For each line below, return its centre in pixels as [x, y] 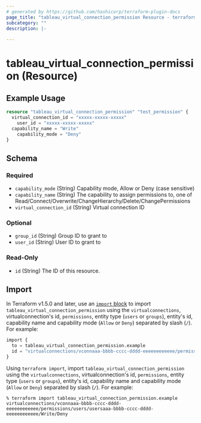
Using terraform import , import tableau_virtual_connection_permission [95, 368]
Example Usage [36, 98]
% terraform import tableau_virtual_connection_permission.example [92, 398]
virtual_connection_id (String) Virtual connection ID [80, 207]
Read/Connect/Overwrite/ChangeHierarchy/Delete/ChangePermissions [103, 201]
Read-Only [22, 258]
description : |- [26, 28]
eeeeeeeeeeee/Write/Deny [37, 414]
